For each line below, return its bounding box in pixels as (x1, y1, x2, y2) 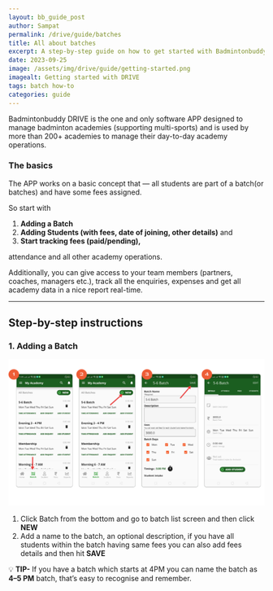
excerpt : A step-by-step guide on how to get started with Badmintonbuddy (8, 47, 267, 56)
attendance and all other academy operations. (8, 252, 162, 261)
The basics (8, 160, 54, 171)
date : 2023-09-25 (8, 56, 67, 64)
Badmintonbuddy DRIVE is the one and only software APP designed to (8, 114, 244, 124)
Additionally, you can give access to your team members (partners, (8, 267, 233, 277)
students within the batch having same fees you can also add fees (19, 540, 242, 549)
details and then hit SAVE (19, 549, 106, 558)
